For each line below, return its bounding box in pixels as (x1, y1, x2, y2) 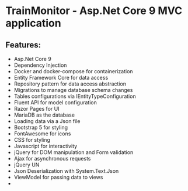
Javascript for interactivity (13, 142, 78, 149)
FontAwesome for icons (13, 130, 71, 137)
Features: (5, 40, 41, 50)
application (5, 16, 62, 30)
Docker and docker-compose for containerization (13, 68, 133, 74)
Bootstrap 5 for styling (13, 124, 68, 131)
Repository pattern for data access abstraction (13, 80, 127, 87)
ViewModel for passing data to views (13, 174, 103, 180)
